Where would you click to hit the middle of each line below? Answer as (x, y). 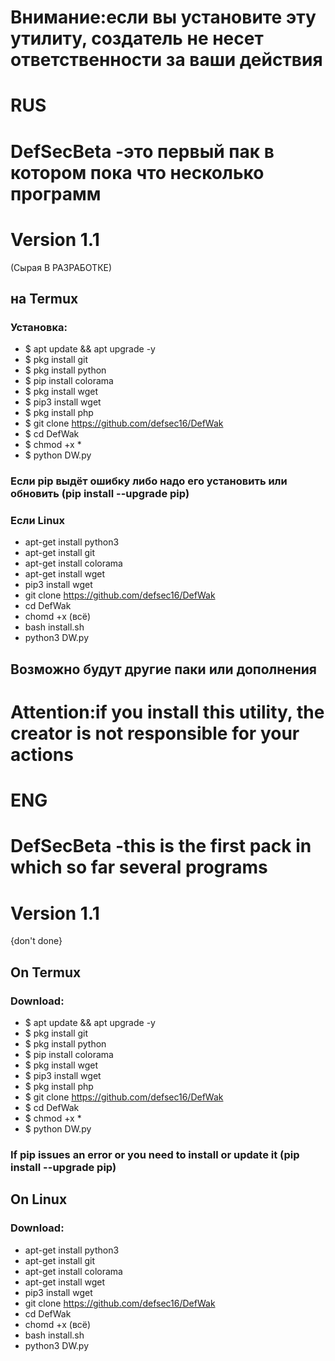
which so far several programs (139, 867)
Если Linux (38, 521)
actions (42, 754)
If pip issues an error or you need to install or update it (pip (155, 1154)
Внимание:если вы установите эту (163, 17)
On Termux (46, 972)
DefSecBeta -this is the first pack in (161, 846)
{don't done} (36, 941)
